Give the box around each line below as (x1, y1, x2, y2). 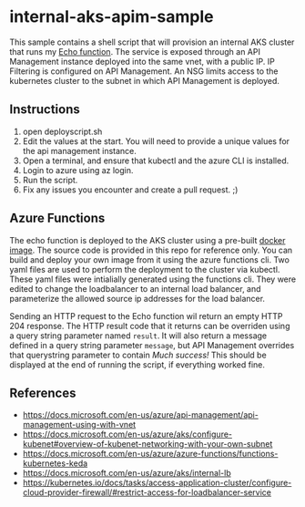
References (9, 385, 76, 400)
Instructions (9, 102, 80, 118)
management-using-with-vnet (22, 419, 137, 430)
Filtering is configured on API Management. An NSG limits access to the (9, 66, 280, 77)
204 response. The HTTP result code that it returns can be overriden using (9, 320, 290, 331)
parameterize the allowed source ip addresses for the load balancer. (9, 293, 266, 304)
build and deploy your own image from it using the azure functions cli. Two (9, 253, 290, 265)
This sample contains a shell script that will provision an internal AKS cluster (9, 36, 295, 47)
